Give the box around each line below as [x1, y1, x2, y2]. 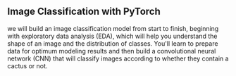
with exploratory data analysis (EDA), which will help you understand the [7, 32, 218, 40]
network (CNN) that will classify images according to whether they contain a [7, 54, 229, 63]
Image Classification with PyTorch [7, 6, 161, 18]
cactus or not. [7, 61, 48, 70]
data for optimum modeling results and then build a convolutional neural [7, 46, 216, 55]
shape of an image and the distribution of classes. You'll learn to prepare [7, 39, 218, 48]
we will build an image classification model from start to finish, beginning [7, 24, 219, 32]
